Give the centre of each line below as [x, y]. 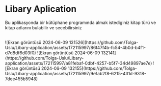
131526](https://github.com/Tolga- [104, 42]
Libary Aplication [41, 9]
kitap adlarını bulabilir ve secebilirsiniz [43, 27]
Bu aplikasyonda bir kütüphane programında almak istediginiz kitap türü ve [80, 22]
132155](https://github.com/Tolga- [103, 68]
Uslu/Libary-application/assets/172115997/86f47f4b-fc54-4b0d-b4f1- [76, 47]
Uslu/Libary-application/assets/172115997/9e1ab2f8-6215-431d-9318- [76, 73]
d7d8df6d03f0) [21, 53]
